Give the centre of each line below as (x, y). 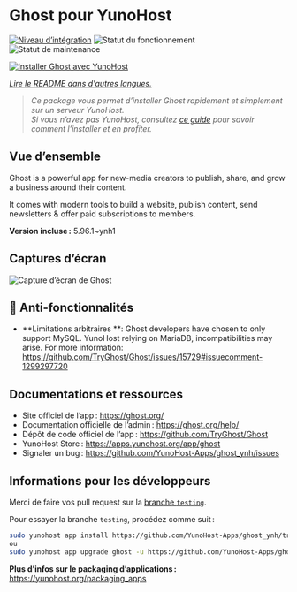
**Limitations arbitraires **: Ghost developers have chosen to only (144, 329)
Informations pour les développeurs (110, 481)
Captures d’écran (58, 258)
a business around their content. (68, 187)
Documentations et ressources (96, 394)
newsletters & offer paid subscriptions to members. (103, 214)
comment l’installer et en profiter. (91, 128)
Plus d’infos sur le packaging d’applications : (93, 569)
